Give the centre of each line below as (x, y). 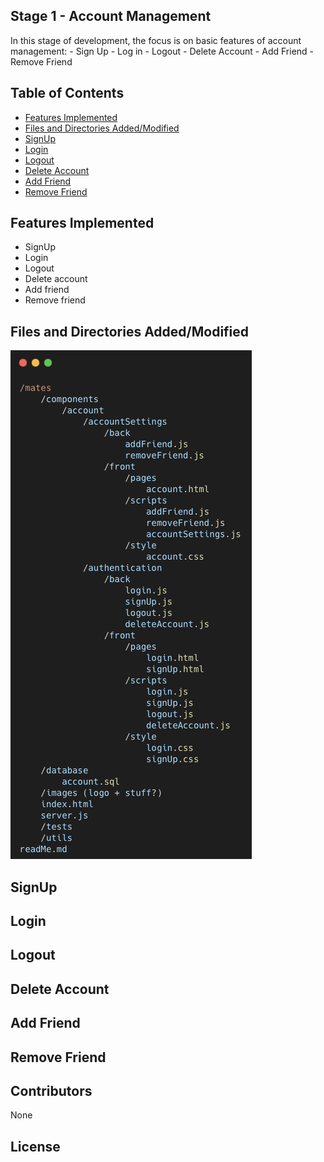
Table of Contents (67, 93)
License (35, 1146)
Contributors (51, 1090)
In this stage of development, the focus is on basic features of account (156, 40)
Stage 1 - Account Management (111, 16)
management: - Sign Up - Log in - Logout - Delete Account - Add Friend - (162, 51)
